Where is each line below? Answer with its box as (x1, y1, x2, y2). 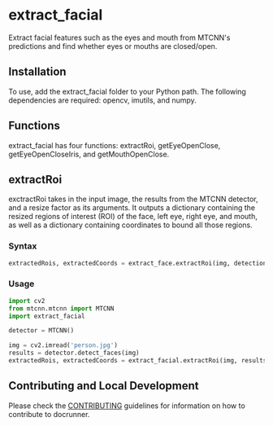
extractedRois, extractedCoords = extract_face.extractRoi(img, (8, 259, 231, 267)
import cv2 (8, 296, 45, 305)
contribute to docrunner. (8, 409, 90, 419)
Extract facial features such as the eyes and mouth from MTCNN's (8, 33, 231, 42)
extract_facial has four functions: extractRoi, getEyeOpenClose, (8, 140, 221, 150)
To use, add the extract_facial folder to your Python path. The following (8, 86, 246, 96)
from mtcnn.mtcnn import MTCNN (8, 304, 115, 313)
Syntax (8, 240, 37, 252)
